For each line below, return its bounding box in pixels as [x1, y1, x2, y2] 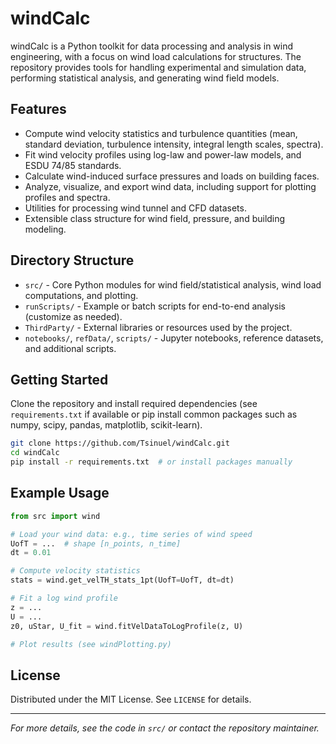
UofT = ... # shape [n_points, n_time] [10, 538, 182, 549]
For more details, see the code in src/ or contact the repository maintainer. [10, 722, 320, 734]
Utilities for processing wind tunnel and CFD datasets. [24, 202, 247, 214]
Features [10, 101, 67, 118]
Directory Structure [10, 252, 135, 269]
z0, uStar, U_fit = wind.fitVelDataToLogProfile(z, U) [10, 621, 244, 631]
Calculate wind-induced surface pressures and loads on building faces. [24, 170, 320, 182]
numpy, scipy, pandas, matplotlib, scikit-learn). [10, 419, 203, 431]
